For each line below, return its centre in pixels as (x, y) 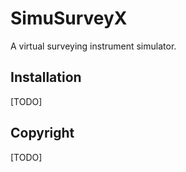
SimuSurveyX (69, 18)
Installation (46, 77)
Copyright (42, 133)
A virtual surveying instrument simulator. (93, 46)
